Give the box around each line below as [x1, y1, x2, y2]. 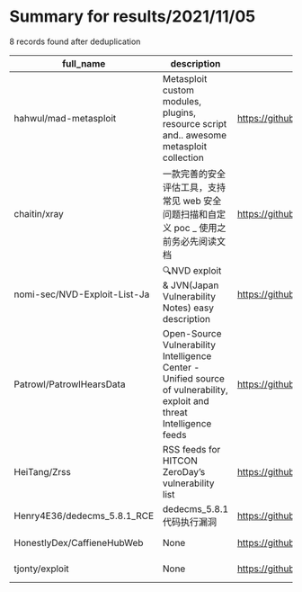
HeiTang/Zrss [13, 465, 72, 478]
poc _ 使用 [173, 221, 218, 234]
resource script [162, 117, 227, 130]
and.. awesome [162, 129, 227, 141]
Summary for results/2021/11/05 [9, 6, 256, 27]
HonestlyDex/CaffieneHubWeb [13, 536, 144, 549]
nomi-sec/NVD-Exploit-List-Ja [13, 288, 150, 300]
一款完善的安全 [162, 167, 226, 180]
